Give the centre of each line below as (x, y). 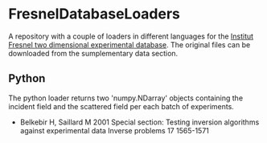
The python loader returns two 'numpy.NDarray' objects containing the (126, 98)
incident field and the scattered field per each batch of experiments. (121, 106)
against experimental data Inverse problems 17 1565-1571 (114, 130)
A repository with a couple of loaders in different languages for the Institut (131, 36)
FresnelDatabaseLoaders (94, 14)
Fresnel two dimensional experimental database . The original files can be (129, 44)
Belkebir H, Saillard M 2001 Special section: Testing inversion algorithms (140, 122)
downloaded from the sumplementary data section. (93, 53)
